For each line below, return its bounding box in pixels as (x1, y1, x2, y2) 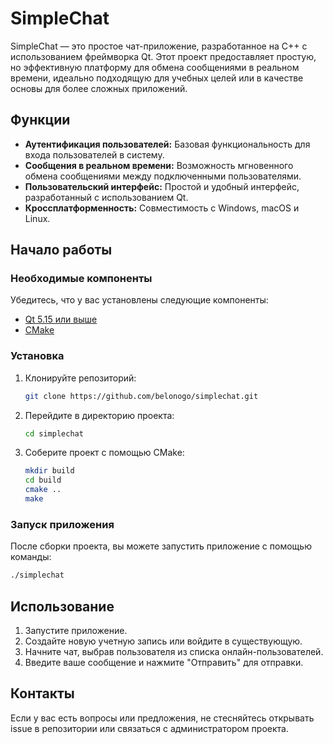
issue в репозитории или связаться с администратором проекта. (10, 722, 289, 734)
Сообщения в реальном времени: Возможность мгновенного (24, 159, 294, 171)
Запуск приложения (10, 517, 115, 531)
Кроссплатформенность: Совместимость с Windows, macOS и (24, 202, 300, 214)
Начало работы (10, 242, 113, 259)
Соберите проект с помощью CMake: (24, 447, 185, 459)
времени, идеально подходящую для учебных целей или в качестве (10, 72, 304, 84)
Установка (10, 349, 65, 363)
